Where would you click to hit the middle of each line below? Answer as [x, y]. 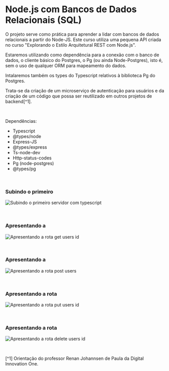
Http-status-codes [32, 158]
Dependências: [21, 121]
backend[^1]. [19, 101]
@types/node [27, 136]
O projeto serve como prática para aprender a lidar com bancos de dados [82, 34]
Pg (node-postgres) [33, 163]
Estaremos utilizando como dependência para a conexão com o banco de [82, 55]
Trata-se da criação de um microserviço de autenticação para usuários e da [85, 90]
